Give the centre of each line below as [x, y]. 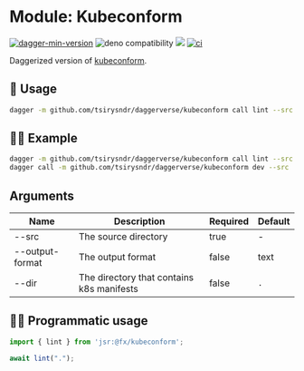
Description [139, 221]
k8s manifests [108, 289]
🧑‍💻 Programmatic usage [79, 321]
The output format [117, 257]
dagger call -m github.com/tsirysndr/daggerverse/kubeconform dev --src [149, 168]
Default [274, 221]
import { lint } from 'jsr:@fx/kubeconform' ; [96, 342]
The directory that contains [136, 277]
